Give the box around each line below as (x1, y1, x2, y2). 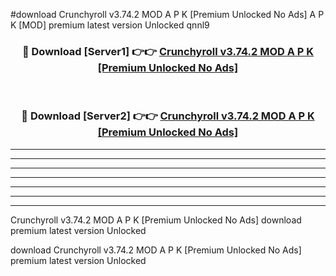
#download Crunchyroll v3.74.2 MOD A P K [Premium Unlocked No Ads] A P (10, 9, 325, 20)
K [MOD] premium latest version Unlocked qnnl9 (10, 19, 210, 31)
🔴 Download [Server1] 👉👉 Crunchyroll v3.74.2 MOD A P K (21, 44, 315, 58)
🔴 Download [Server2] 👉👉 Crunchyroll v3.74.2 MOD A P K (21, 109, 315, 123)
